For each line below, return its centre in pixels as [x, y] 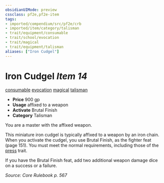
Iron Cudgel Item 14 [46, 76]
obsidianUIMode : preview [31, 10]
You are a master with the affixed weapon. [49, 125]
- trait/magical [22, 42]
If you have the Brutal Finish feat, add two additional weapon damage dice [82, 161]
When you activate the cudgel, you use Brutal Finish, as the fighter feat [78, 140]
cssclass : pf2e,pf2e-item [32, 14]
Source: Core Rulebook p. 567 [36, 176]
